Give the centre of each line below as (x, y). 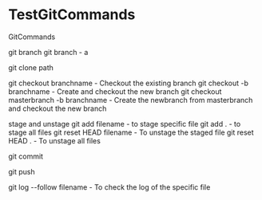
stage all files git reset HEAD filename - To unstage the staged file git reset (131, 132)
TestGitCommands (72, 15)
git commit (26, 156)
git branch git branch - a (48, 52)
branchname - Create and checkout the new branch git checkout (115, 91)
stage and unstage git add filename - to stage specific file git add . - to (125, 124)
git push (22, 171)
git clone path (31, 67)
